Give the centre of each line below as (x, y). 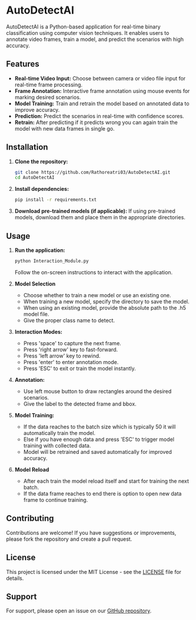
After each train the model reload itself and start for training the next (106, 481)
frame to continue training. (56, 499)
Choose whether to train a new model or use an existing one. (97, 295)
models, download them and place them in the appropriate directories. (100, 218)
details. (15, 578)
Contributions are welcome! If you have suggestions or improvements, (91, 533)
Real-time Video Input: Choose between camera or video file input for (100, 78)
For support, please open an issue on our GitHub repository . (79, 611)
